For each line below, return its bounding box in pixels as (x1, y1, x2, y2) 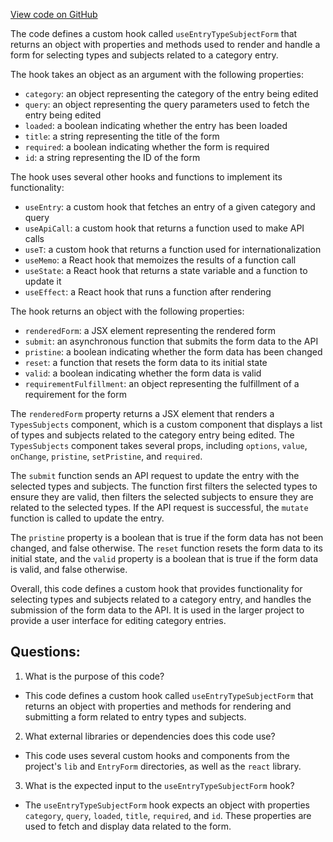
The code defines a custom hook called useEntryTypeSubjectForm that (10, 28, 298, 39)
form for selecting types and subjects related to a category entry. (10, 49, 279, 61)
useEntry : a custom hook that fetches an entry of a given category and (24, 201, 316, 213)
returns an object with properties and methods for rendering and (24, 700, 292, 712)
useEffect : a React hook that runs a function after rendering (24, 286, 272, 298)
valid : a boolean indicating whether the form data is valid (24, 367, 262, 379)
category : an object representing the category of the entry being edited (24, 88, 319, 99)
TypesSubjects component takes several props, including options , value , (10, 440, 308, 451)
